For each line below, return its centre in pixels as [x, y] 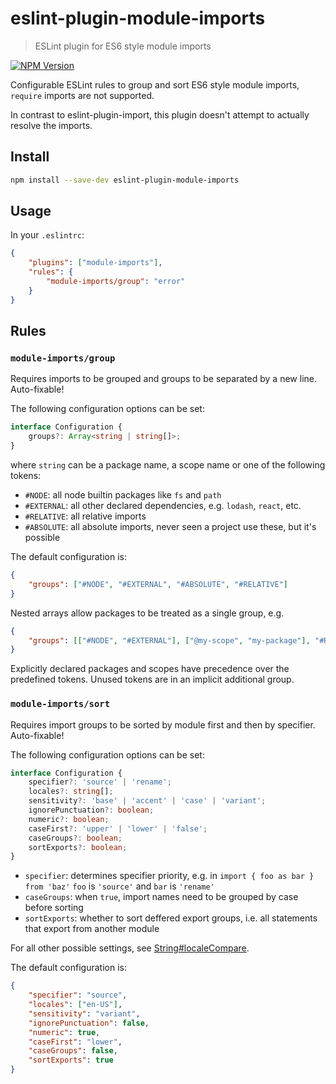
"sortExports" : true [71, 1060]
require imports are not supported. [82, 95]
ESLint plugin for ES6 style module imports [123, 46]
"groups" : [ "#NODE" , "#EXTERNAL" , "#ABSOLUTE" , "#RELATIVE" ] [158, 584]
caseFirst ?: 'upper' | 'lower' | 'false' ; [118, 828]
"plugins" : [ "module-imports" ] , [95, 263]
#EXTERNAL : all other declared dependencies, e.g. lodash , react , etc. [163, 505]
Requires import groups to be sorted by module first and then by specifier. [163, 724]
